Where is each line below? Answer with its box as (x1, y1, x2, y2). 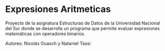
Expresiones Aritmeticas (5, 3, 111, 15)
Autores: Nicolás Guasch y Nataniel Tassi (5, 40, 91, 46)
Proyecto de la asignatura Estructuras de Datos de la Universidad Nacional (5, 20, 160, 26)
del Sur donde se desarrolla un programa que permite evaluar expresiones (5, 25, 160, 31)
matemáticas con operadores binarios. (5, 30, 86, 36)
